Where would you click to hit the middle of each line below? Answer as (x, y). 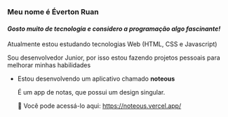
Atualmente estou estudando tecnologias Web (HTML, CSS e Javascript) (112, 44)
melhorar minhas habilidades (49, 65)
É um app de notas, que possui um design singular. (91, 92)
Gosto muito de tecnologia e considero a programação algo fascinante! (114, 29)
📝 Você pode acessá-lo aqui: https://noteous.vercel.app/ (99, 106)
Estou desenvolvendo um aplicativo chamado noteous (96, 79)
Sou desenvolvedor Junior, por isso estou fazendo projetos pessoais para (114, 58)
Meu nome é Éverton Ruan (53, 12)
